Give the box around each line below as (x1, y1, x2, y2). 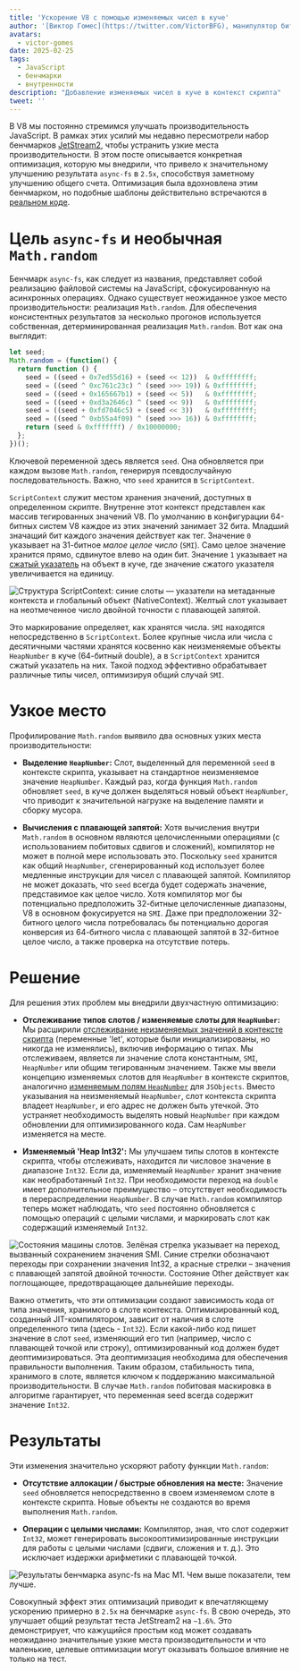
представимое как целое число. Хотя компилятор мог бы (21, 888, 243, 899)
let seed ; (9, 348, 46, 357)
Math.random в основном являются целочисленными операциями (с (21, 831, 280, 842)
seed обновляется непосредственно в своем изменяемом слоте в (21, 1487, 275, 1497)
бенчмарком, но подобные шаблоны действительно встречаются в (9, 187, 268, 198)
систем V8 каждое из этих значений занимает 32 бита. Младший (38, 520, 289, 531)
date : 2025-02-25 (9, 47, 74, 55)
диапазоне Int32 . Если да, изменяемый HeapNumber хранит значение (21, 1164, 282, 1175)
